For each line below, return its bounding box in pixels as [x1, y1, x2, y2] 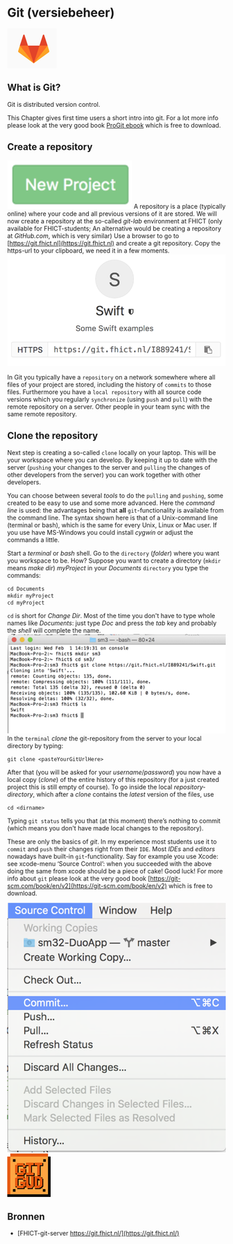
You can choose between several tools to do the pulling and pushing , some [7, 491, 224, 500]
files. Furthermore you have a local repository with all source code [7, 387, 202, 396]
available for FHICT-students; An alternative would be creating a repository [7, 224, 222, 232]
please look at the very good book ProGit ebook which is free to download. [7, 121, 221, 129]
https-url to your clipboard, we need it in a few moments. [7, 246, 170, 255]
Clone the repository [7, 430, 98, 442]
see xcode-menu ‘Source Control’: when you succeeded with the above [7, 860, 212, 868]
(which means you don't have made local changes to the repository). [7, 824, 204, 833]
